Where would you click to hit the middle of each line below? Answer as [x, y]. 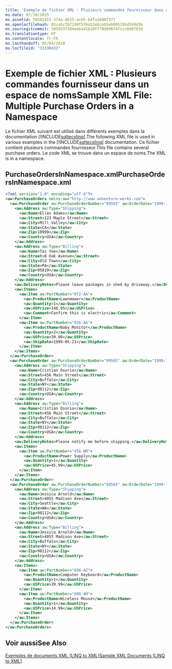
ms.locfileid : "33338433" [33, 48]
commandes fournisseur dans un [77, 84]
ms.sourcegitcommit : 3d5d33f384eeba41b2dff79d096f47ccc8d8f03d [74, 29]
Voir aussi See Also [36, 643]
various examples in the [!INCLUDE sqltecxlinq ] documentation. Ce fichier [82, 142]
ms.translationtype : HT [31, 34]
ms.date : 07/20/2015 [27, 15]
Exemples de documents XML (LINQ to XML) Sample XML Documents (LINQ [85, 655]
